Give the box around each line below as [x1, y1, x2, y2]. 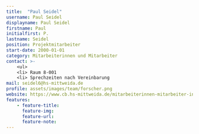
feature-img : [21, 108, 54, 114]
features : [6, 97, 31, 103]
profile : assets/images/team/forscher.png [6, 86, 113, 92]
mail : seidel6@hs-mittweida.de [6, 81, 84, 87]
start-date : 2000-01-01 [6, 47, 65, 53]
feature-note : [21, 119, 57, 125]
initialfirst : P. [6, 31, 49, 37]
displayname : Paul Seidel [6, 20, 70, 25]
